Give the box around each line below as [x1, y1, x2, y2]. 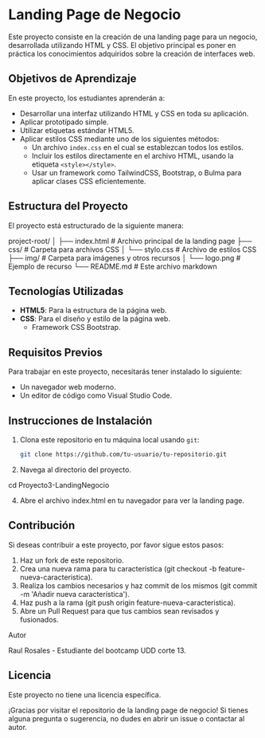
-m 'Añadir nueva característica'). [19, 589, 130, 599]
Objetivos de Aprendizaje [8, 72, 137, 85]
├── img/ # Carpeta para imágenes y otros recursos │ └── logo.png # [8, 253, 241, 262]
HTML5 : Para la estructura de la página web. [19, 305, 167, 316]
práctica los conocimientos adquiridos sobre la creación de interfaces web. [8, 49, 255, 58]
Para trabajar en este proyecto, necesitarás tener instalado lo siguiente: [8, 367, 243, 376]
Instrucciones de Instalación [8, 414, 153, 427]
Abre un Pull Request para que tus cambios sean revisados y [19, 606, 220, 615]
